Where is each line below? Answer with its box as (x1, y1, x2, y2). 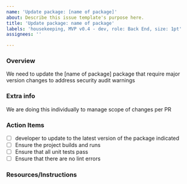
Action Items (6, 120, 45, 129)
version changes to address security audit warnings (6, 77, 136, 84)
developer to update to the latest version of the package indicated (14, 134, 180, 142)
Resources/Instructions (6, 171, 77, 179)
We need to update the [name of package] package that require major (6, 70, 180, 77)
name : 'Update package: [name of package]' (6, 8, 118, 15)
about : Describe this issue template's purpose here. (6, 15, 145, 21)
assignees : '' (6, 31, 42, 38)
